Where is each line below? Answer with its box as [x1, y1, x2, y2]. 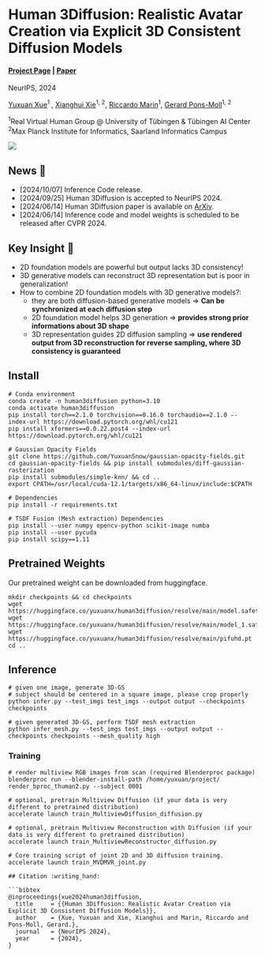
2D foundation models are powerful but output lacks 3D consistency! [19, 262, 244, 272]
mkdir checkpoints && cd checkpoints [8, 593, 132, 601]
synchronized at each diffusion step [31, 304, 152, 314]
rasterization [8, 466, 55, 474]
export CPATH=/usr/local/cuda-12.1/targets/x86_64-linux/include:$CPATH [8, 480, 252, 488]
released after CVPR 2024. [19, 219, 107, 228]
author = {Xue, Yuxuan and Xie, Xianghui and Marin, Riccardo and [15, 914, 248, 921]
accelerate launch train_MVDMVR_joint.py [8, 858, 147, 866]
